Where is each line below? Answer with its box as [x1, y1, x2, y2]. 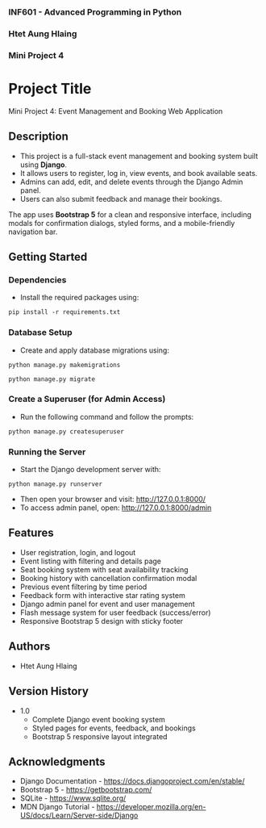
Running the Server [8, 446, 86, 458]
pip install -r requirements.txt [8, 308, 121, 316]
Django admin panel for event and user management [19, 599, 195, 608]
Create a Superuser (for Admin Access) [8, 394, 166, 405]
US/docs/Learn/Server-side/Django [19, 810, 139, 821]
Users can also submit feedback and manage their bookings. [19, 194, 222, 203]
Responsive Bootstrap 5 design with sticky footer [19, 616, 184, 625]
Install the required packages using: [19, 293, 139, 303]
